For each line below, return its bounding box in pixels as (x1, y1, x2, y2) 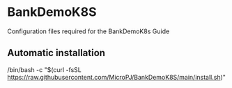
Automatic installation (7, 47, 106, 59)
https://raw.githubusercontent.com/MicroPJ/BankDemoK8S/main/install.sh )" (7, 73, 226, 81)
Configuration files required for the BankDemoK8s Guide (7, 27, 170, 35)
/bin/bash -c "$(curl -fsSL (7, 65, 82, 73)
